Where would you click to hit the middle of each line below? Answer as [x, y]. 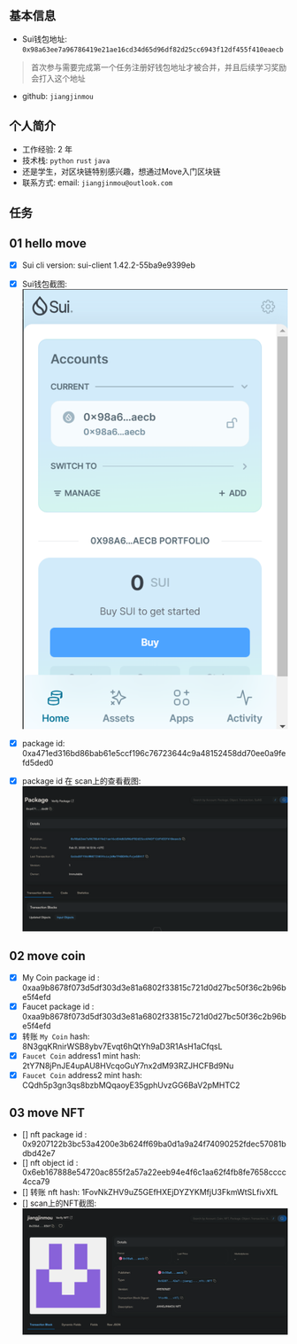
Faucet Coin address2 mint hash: [82, 1074]
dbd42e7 [38, 1153]
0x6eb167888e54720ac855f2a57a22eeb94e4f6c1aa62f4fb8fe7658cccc [154, 1172]
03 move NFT [47, 1113]
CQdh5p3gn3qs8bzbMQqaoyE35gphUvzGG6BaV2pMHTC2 [131, 1085]
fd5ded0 [38, 763]
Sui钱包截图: [45, 284]
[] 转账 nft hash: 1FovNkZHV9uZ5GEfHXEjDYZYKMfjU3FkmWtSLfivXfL [150, 1192]
